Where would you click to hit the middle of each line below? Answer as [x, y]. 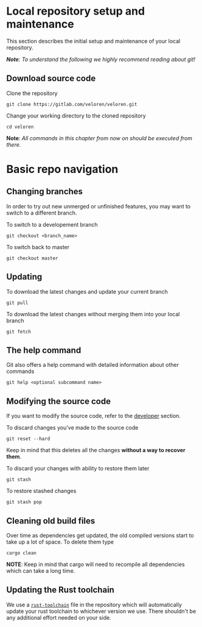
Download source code [51, 78]
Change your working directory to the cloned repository [76, 115]
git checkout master [33, 258]
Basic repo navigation [62, 169]
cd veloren [20, 127]
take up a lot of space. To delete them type [60, 542]
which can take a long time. [41, 571]
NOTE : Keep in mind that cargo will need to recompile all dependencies [96, 564]
